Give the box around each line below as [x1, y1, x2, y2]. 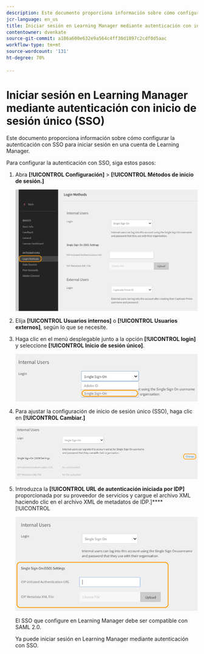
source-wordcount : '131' [6, 49, 69, 55]
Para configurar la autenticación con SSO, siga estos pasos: [6, 159, 156, 166]
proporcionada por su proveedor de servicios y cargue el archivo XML [15, 491, 191, 499]
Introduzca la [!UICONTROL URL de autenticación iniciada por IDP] [15, 485, 185, 493]
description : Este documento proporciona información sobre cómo [6, 10, 175, 16]
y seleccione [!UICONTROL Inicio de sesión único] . [15, 342, 144, 349]
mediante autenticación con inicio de [6, 101, 197, 115]
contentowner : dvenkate [6, 29, 67, 35]
